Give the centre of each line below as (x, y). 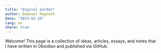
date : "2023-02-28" (25, 18)
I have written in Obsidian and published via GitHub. (57, 46)
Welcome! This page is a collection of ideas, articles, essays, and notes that (80, 41)
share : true (17, 27)
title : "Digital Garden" (30, 9)
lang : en (14, 23)
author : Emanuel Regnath (30, 14)
